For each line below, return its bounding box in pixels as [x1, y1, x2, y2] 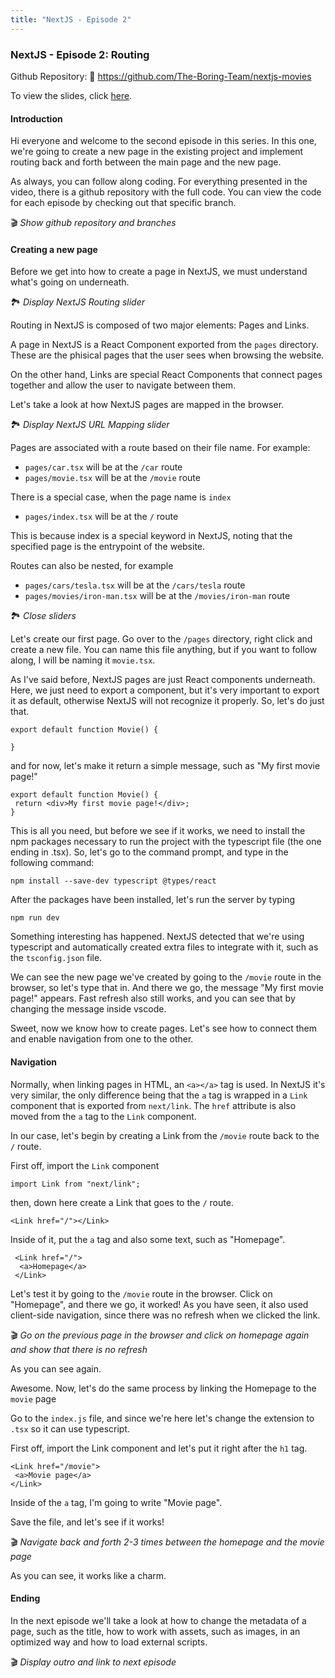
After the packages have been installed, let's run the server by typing [10, 894, 296, 906]
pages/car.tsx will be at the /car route [24, 461, 183, 473]
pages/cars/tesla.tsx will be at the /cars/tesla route [24, 579, 246, 591]
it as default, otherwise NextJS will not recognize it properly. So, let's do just [10, 695, 325, 707]
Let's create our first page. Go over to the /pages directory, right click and [10, 633, 313, 645]
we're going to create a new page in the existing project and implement [10, 146, 304, 158]
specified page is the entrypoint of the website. [10, 541, 206, 553]
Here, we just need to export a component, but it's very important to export [10, 684, 320, 696]
